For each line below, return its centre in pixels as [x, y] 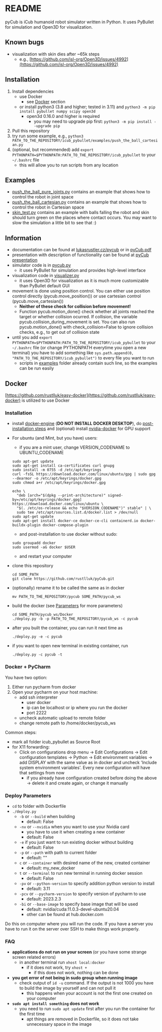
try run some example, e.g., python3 [48, 136]
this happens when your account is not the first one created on [89, 993]
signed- [115, 495]
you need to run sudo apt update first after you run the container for [87, 1009]
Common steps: [21, 732]
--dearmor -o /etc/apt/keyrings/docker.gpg [57, 478]
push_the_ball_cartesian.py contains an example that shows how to [79, 202]
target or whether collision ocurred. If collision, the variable [78, 317]
